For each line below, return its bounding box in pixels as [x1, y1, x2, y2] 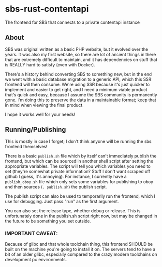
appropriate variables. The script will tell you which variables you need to [5, 163, 151, 169]
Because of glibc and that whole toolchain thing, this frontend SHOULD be [5, 241, 153, 247]
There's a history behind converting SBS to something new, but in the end [5, 71, 152, 77]
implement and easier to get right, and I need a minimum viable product [5, 86, 147, 93]
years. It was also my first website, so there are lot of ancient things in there [5, 51, 156, 57]
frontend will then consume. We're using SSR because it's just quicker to [5, 81, 150, 87]
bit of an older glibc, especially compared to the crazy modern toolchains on [5, 251, 157, 257]
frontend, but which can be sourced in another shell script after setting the [5, 158, 154, 164]
